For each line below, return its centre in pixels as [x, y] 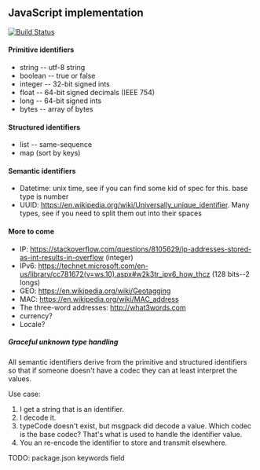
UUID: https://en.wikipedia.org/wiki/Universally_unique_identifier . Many [134, 205]
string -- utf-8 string [52, 68]
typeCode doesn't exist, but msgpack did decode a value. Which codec [135, 426]
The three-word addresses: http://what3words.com [103, 307]
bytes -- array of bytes [56, 109]
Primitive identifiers [41, 50]
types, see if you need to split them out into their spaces [111, 213]
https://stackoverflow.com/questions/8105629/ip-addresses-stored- [141, 249]
